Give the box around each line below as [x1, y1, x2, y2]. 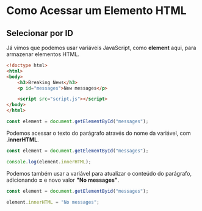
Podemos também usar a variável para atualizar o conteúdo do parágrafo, [6, 170, 192, 177]
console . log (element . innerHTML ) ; [6, 159, 92, 165]
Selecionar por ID [6, 28, 73, 38]
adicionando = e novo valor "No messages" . [6, 176, 120, 184]
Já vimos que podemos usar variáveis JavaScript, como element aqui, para [6, 44, 197, 51]
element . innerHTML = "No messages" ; [6, 199, 99, 205]
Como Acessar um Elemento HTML [6, 4, 187, 18]
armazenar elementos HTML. [6, 51, 80, 58]
